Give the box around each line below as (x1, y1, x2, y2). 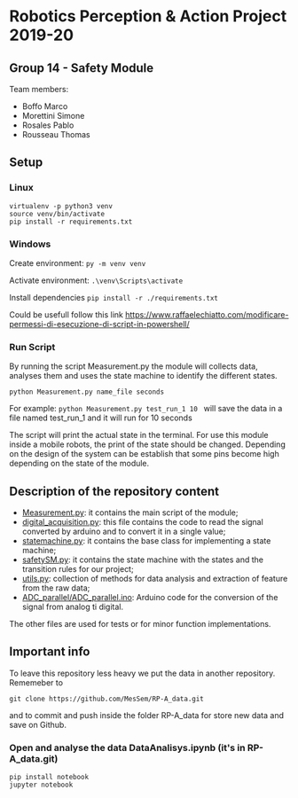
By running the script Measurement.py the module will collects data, (9, 361, 259, 372)
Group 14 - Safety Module (9, 60, 154, 75)
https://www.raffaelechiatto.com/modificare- (125, 309, 289, 320)
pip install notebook (9, 773, 90, 782)
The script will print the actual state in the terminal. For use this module (9, 430, 269, 441)
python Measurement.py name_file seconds (9, 387, 165, 396)
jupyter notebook (9, 780, 74, 790)
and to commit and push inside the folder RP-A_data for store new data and (9, 709, 285, 720)
